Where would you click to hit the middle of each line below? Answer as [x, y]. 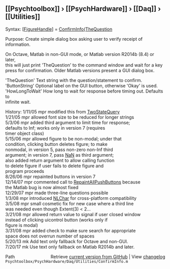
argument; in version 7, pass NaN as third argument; [60, 155]
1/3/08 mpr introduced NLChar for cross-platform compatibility [71, 198]
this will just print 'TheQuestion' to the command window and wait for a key [84, 65]
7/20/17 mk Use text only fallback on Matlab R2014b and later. [70, 247]
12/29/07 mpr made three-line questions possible [57, 193]
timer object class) [25, 133]
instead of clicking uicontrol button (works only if [57, 220]
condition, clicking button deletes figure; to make [56, 144]
